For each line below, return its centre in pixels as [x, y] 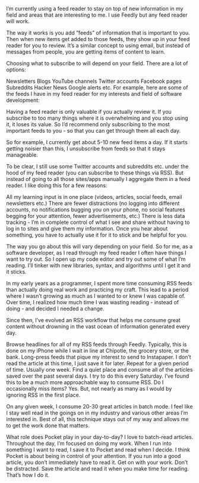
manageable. [22, 155]
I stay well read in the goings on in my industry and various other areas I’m [97, 413]
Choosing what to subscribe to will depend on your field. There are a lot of [97, 63]
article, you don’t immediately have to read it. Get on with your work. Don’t [97, 462]
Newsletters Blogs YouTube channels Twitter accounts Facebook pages [94, 81]
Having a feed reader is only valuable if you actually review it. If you [89, 112]
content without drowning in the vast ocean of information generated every [98, 326]
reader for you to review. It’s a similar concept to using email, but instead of [98, 45]
